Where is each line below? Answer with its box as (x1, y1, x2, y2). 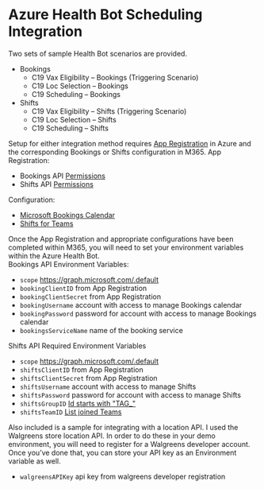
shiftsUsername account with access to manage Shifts (19, 382, 197, 391)
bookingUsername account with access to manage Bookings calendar (19, 300, 243, 309)
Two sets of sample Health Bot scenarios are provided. (8, 49, 188, 58)
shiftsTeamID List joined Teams (19, 407, 122, 417)
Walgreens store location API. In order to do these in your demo (8, 431, 216, 440)
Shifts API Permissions (19, 179, 94, 188)
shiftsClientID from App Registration (19, 364, 144, 375)
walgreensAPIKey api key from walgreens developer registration (19, 472, 226, 481)
